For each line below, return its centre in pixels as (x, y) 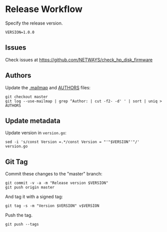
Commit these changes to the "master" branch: (54, 174)
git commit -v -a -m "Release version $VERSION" (57, 183)
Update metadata (33, 121)
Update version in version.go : (36, 133)
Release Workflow (44, 9)
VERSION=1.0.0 (20, 32)
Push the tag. (19, 215)
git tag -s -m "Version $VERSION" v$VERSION (52, 206)
